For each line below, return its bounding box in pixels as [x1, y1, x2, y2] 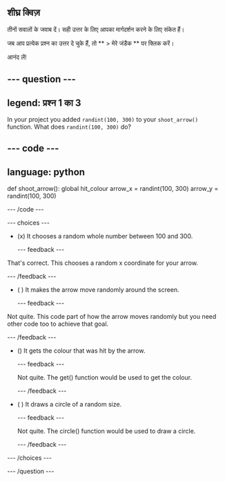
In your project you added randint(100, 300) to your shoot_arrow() [7, 115, 199, 124]
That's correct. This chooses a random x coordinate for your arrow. [7, 259, 199, 267]
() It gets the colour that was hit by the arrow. [17, 346, 146, 355]
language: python [7, 166, 85, 178]
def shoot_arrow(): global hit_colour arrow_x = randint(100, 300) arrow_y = [7, 185, 219, 193]
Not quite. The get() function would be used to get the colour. [17, 373, 192, 382]
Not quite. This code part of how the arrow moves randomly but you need [7, 313, 217, 321]
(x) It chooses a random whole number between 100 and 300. [17, 232, 193, 241]
